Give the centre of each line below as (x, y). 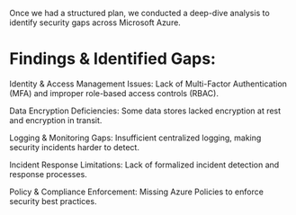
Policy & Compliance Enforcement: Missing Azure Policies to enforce (136, 192)
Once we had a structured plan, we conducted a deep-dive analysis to (139, 13)
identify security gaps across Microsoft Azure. (95, 22)
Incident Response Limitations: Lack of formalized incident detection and (144, 165)
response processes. (48, 174)
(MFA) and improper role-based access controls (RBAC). (114, 93)
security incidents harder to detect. (74, 147)
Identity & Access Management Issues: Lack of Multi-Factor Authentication (148, 84)
